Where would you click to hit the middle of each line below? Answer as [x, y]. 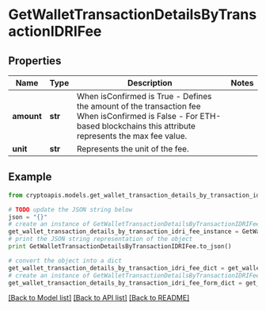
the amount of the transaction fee [139, 106]
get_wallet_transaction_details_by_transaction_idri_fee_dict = [116, 268]
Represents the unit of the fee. [133, 149]
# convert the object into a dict [65, 260]
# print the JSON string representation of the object [101, 239]
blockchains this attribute [149, 126]
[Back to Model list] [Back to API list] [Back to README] [99, 298]
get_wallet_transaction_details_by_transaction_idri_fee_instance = [123, 232]
